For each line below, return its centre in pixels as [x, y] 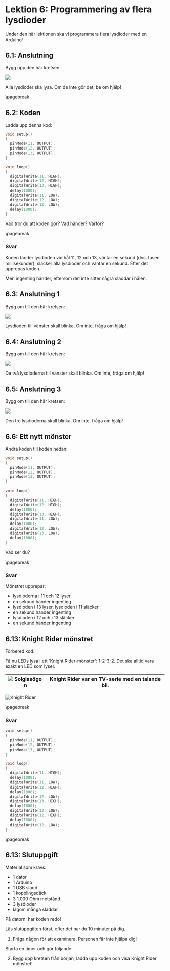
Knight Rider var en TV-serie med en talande [105, 679]
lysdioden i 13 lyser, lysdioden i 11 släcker [55, 607]
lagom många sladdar [35, 909]
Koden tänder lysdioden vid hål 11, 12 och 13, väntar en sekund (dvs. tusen [83, 257]
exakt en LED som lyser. [30, 666]
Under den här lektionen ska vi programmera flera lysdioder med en [76, 34]
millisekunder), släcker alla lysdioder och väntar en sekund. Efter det [77, 263]
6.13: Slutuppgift [32, 855]
